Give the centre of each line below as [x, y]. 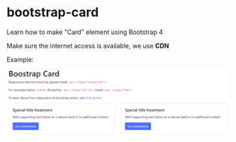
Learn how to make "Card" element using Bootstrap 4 [85, 32]
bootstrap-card [53, 12]
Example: [20, 59]
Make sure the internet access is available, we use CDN [88, 45]
